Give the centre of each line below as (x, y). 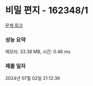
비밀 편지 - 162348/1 (47, 10)
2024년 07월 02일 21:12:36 (33, 78)
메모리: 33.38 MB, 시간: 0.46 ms (38, 52)
